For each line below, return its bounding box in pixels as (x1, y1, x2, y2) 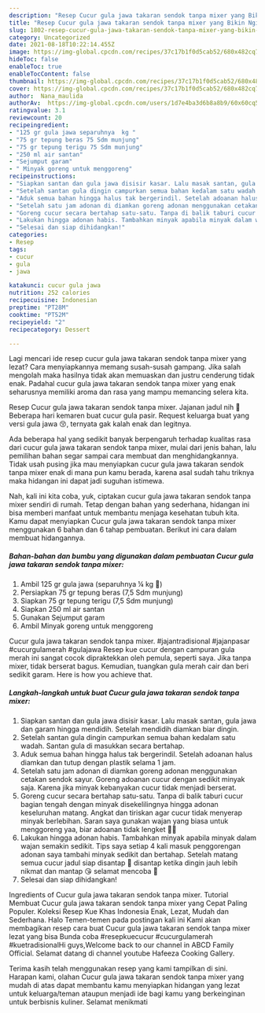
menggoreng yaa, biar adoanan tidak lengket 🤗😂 (20, 825, 177, 834)
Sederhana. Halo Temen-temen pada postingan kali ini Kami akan (9, 915, 221, 925)
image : (9, 48, 31, 56)
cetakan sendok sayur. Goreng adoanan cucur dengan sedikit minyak (20, 775, 245, 784)
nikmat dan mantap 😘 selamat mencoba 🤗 (20, 867, 158, 876)
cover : (9, 84, 31, 93)
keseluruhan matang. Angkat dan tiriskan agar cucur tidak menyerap (20, 808, 243, 818)
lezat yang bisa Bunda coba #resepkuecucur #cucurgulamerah (9, 932, 213, 941)
